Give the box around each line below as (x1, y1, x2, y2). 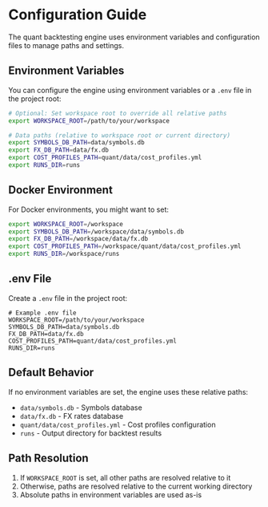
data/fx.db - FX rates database (19, 411, 124, 420)
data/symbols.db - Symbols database (19, 403, 142, 412)
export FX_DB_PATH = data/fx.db (8, 146, 110, 154)
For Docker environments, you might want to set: (8, 205, 170, 214)
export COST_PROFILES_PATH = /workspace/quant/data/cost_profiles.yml (8, 242, 242, 250)
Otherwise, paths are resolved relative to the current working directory (19, 481, 253, 491)
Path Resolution (8, 452, 90, 465)
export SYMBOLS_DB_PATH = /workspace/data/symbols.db (8, 227, 184, 236)
